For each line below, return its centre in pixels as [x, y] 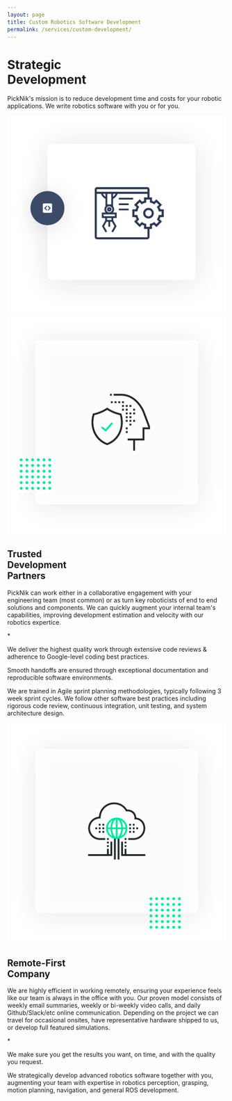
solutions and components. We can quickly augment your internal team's [111, 607]
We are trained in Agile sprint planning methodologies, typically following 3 [114, 691]
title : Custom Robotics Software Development [74, 22]
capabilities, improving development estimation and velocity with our [106, 615]
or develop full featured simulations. [59, 1028]
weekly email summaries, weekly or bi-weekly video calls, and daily [104, 1006]
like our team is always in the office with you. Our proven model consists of [115, 998]
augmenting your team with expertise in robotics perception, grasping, [108, 1083]
